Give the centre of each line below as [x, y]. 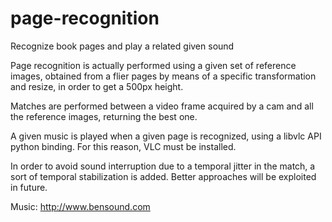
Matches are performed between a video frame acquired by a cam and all [162, 106]
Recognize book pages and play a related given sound [122, 46]
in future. [29, 187]
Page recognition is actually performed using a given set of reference [153, 65]
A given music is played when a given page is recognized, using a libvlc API [166, 136]
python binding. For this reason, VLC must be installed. [123, 146]
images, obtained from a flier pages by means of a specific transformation [163, 76]
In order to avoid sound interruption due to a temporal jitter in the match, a [163, 166]
